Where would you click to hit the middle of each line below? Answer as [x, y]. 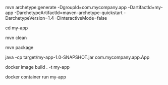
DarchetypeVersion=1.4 [30, 18]
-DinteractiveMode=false [81, 18]
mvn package [19, 47]
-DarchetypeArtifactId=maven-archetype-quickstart [68, 13]
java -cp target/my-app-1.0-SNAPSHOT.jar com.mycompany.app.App [77, 57]
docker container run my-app [36, 77]
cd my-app [17, 28]
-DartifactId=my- [145, 7]
